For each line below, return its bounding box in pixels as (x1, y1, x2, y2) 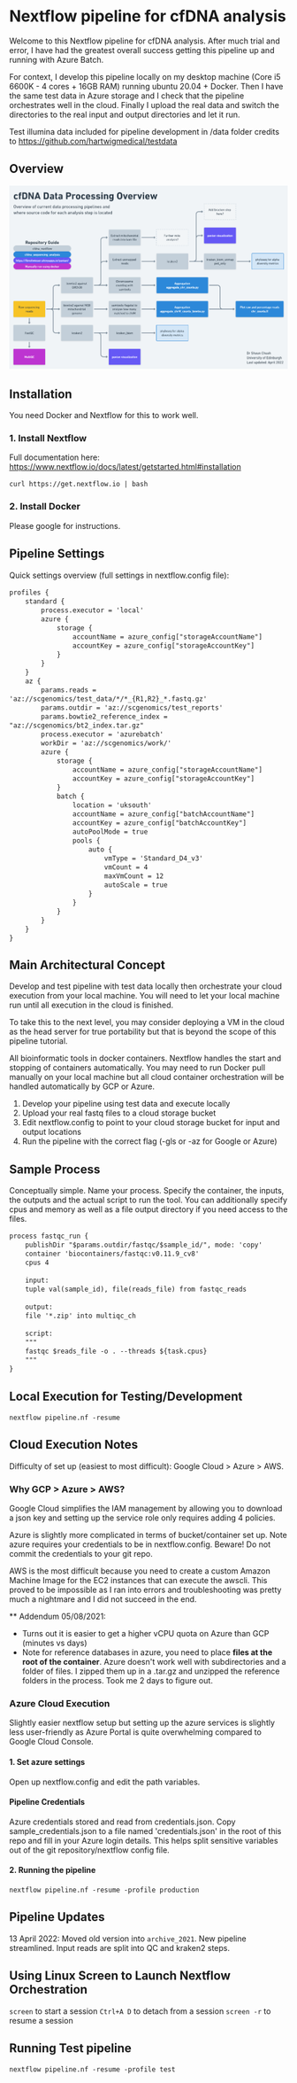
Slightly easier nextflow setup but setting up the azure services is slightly (9, 1717, 276, 1729)
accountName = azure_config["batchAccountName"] (72, 809, 255, 819)
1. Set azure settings (9, 1756, 86, 1767)
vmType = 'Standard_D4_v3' (103, 853, 203, 863)
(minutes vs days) (21, 1637, 88, 1649)
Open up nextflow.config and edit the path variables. (9, 1776, 201, 1787)
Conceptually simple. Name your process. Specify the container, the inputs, (9, 1185, 285, 1196)
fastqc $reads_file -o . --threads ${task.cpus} (25, 1347, 208, 1356)
